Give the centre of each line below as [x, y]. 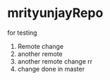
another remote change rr [55, 61]
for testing [22, 33]
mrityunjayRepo [55, 13]
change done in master [51, 69]
